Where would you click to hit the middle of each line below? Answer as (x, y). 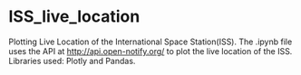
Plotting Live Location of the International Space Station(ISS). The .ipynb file (150, 42)
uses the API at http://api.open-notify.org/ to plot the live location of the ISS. (150, 51)
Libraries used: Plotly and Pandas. (72, 61)
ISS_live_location (74, 17)
